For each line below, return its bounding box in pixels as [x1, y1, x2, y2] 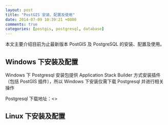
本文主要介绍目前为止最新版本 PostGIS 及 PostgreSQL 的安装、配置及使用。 [5, 41, 165, 47]
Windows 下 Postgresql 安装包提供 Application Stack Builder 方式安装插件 [5, 72, 161, 78]
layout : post [5, 7, 33, 13]
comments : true [5, 21, 38, 27]
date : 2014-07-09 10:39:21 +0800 [5, 17, 77, 22]
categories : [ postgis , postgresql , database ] [5, 27, 104, 32]
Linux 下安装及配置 [5, 112, 66, 120]
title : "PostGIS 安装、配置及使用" [5, 12, 75, 17]
